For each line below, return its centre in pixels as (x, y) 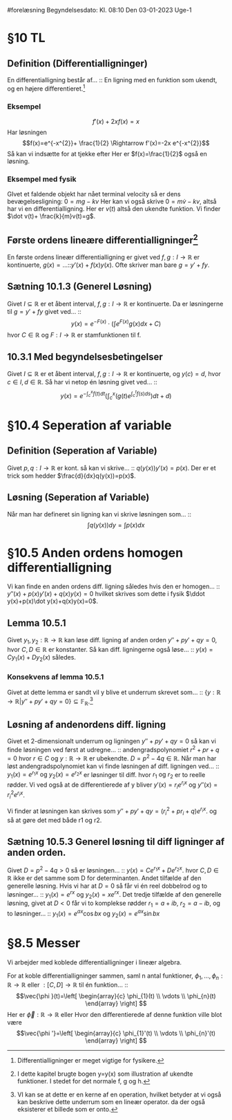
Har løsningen (27, 132)
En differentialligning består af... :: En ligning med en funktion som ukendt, (112, 80)
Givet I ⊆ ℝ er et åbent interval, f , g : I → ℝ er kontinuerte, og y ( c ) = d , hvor (114, 374)
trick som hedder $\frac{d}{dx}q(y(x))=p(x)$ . (71, 476)
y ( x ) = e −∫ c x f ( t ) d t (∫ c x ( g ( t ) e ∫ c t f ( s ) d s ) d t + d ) (116, 395)
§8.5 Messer (44, 943)
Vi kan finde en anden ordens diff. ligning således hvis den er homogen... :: (114, 586)
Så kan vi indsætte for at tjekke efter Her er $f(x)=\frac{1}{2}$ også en (107, 153)
